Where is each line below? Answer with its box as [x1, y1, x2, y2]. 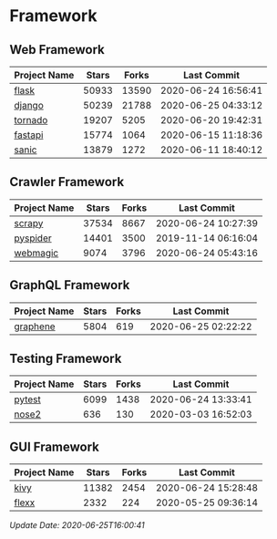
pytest [14, 393, 41, 406]
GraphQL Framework [9, 277, 130, 293]
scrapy [14, 216, 44, 229]
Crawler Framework [9, 174, 125, 190]
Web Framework [9, 42, 105, 57]
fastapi [14, 129, 44, 141]
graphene [14, 320, 56, 333]
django [14, 99, 44, 111]
